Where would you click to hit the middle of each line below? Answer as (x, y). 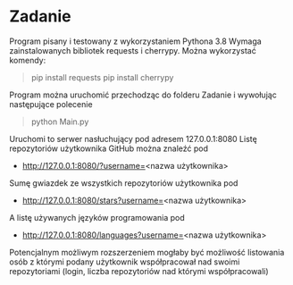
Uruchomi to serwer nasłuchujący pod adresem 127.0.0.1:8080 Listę (133, 138)
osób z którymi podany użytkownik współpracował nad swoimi (125, 262)
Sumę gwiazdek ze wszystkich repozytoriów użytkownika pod (124, 183)
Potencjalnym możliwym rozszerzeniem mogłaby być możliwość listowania (147, 252)
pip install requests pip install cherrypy (102, 77)
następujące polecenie (51, 104)
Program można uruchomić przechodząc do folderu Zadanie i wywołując (143, 95)
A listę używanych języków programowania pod (97, 217)
